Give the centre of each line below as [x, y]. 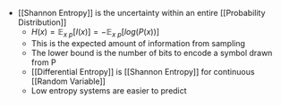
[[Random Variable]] [68, 81]
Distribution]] [42, 22]
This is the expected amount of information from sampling [138, 43]
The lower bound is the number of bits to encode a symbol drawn [152, 52]
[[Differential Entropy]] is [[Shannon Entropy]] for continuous [143, 71]
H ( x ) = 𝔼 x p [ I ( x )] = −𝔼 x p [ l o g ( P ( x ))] [95, 33]
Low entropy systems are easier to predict [109, 90]
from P [43, 62]
